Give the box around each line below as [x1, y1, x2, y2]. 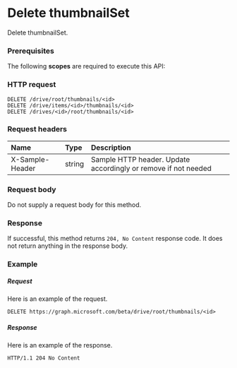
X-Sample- [11, 154, 50, 164]
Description [90, 143, 132, 153]
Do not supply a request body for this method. [7, 201, 142, 209]
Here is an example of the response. [7, 341, 113, 350]
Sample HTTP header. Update [90, 154, 190, 164]
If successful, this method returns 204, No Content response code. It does [7, 235, 223, 243]
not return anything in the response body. [7, 242, 128, 250]
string [64, 159, 85, 169]
